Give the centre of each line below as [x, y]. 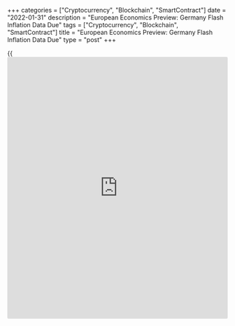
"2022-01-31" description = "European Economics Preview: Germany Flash [115, 17]
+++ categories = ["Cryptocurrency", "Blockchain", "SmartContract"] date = [117, 10]
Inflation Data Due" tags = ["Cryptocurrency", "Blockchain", [93, 25]
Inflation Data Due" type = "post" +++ [62, 40]
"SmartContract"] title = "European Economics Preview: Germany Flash [110, 32]
